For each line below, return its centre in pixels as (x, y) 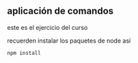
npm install (24, 53)
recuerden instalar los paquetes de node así (69, 41)
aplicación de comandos (60, 11)
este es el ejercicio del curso (47, 27)
